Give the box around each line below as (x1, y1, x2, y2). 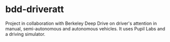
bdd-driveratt (5, 4, 64, 15)
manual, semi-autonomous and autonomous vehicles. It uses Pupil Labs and (5, 25, 165, 31)
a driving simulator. (5, 31, 46, 37)
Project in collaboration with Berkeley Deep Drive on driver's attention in (5, 20, 157, 26)
